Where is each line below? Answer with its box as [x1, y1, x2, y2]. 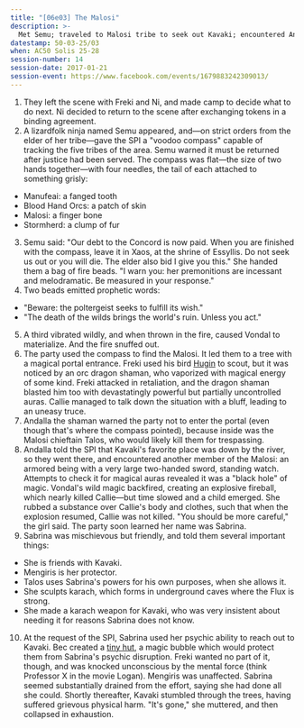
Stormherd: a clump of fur [23, 219, 120, 230]
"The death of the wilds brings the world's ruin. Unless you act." [23, 312, 263, 323]
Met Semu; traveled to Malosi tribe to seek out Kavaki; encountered [18, 30, 285, 39]
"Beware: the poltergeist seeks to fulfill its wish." [23, 302, 204, 313]
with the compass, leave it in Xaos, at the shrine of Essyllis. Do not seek [23, 246, 290, 257]
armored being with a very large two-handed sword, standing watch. [23, 463, 279, 474]
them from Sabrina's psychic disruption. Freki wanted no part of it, [23, 651, 271, 662]
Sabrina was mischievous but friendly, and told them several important [23, 530, 286, 541]
